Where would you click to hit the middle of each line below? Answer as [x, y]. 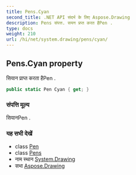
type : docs [20, 28]
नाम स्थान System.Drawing [45, 159]
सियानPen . [18, 118]
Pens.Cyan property [44, 64]
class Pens [28, 153]
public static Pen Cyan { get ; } [48, 89]
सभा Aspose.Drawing [40, 166]
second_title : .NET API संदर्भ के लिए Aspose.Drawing [68, 17]
